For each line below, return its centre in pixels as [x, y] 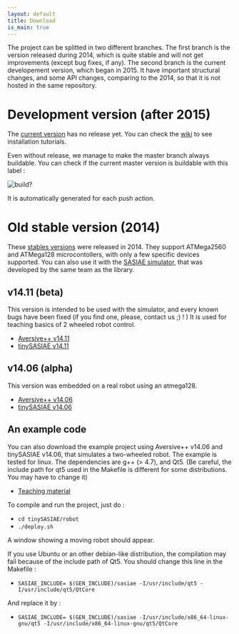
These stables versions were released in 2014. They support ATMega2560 [117, 247]
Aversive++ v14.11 [44, 338]
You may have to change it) [47, 477]
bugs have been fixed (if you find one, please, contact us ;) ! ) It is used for [117, 317]
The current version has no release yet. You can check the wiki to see [110, 134]
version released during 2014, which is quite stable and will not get [105, 55]
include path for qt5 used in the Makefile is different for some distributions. [117, 469]
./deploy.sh [35, 527]
